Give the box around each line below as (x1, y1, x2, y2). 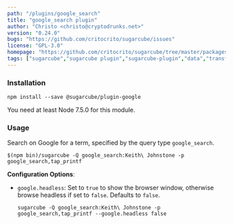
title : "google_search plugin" (7, 17, 98, 24)
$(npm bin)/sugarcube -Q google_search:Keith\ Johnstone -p (7, 152, 185, 159)
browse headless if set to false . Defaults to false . (17, 191, 161, 199)
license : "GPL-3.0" (7, 42, 64, 49)
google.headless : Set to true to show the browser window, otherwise (17, 184, 214, 192)
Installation (7, 77, 46, 87)
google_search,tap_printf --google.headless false (17, 210, 167, 218)
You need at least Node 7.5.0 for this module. (7, 106, 136, 114)
